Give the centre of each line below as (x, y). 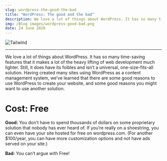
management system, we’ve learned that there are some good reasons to (80, 78)
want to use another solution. (35, 89)
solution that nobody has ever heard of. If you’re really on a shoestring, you (82, 128)
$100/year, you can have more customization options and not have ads (78, 139)
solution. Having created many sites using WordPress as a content (73, 73)
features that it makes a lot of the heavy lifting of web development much (80, 62)
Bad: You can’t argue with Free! (37, 154)
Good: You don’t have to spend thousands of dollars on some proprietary (80, 123)
